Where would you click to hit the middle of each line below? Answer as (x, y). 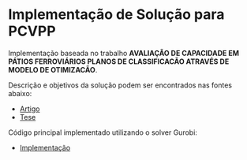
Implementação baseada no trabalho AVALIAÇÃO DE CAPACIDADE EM (123, 53)
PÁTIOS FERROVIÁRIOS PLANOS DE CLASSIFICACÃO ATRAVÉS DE (119, 61)
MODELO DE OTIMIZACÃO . (53, 69)
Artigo (30, 109)
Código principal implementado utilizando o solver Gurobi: (103, 132)
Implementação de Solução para (116, 15)
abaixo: (20, 93)
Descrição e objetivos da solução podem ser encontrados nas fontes (120, 85)
